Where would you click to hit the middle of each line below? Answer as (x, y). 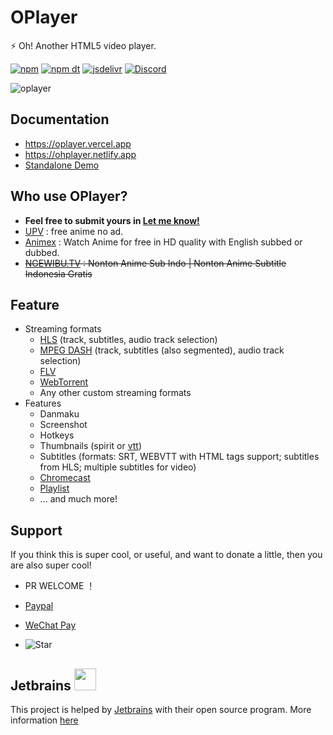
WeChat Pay (50, 625)
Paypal (39, 606)
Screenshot (63, 425)
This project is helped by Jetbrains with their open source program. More (161, 709)
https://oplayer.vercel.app (78, 143)
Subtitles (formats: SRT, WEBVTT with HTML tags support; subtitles (179, 457)
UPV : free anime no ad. (74, 231)
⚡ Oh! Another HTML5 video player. (83, 45)
